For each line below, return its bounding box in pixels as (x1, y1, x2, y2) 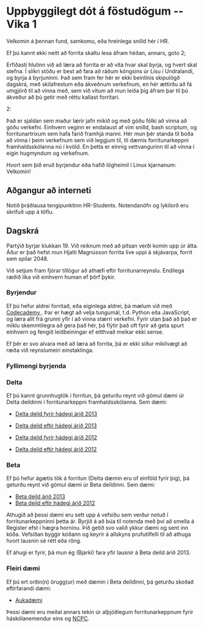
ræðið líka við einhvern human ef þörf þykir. (6, 273, 116, 280)
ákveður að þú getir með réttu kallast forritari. (6, 93, 120, 101)
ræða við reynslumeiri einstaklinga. (6, 346, 94, 354)
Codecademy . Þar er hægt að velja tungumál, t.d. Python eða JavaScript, (6, 309, 191, 316)
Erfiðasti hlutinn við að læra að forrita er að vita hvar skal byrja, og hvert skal (6, 61, 197, 68)
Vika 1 (6, 17, 37, 31)
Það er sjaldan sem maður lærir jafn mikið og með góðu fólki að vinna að (6, 117, 188, 124)
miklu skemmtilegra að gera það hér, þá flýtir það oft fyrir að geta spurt (6, 321, 185, 329)
